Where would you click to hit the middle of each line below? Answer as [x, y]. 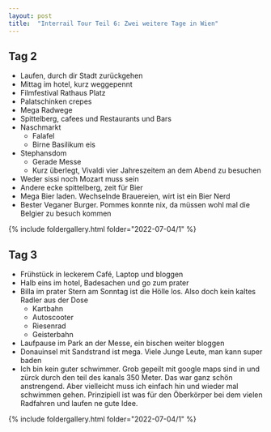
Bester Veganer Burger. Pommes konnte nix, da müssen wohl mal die [135, 205]
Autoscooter [53, 318]
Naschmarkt [40, 127]
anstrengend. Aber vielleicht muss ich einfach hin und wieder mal [129, 387]
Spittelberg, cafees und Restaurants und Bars [96, 119]
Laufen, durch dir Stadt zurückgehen [81, 76]
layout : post [30, 16]
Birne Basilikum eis [64, 145]
